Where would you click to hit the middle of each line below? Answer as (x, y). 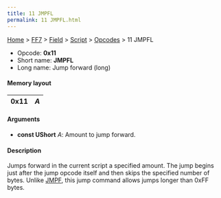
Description (24, 150)
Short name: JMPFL (45, 60)
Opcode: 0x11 (36, 53)
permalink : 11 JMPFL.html (44, 20)
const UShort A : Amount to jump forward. (76, 134)
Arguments (24, 119)
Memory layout (29, 83)
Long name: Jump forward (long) (64, 67)
